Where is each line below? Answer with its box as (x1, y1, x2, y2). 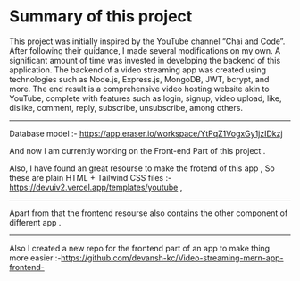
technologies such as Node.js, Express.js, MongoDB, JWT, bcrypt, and (9, 73, 270, 84)
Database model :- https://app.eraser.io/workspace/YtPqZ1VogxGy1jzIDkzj (9, 128, 283, 139)
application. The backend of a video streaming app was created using (9, 64, 266, 75)
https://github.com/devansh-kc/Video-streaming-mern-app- (61, 252, 284, 263)
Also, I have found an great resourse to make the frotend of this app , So (9, 163, 275, 174)
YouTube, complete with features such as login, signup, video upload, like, (9, 92, 283, 104)
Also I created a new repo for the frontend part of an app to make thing (9, 243, 271, 253)
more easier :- (9, 252, 62, 263)
